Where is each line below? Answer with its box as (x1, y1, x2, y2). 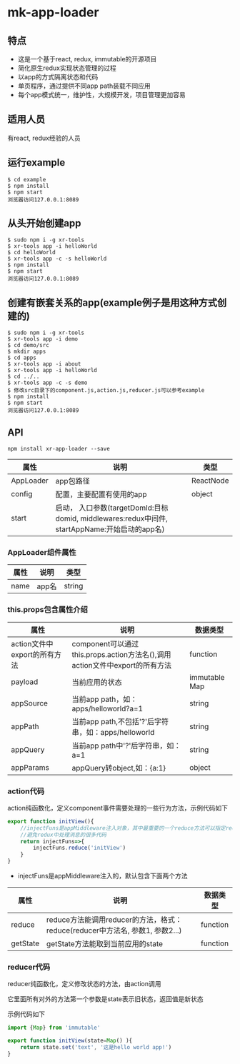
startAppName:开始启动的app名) (55, 524, 165, 534)
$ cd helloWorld (7, 249, 56, 256)
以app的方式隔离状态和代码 (17, 73, 99, 81)
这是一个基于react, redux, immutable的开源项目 (17, 55, 157, 63)
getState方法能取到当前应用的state (46, 939, 163, 949)
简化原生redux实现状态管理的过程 (17, 64, 116, 72)
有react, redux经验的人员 (7, 134, 81, 142)
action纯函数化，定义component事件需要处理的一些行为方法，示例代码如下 (7, 803, 229, 812)
